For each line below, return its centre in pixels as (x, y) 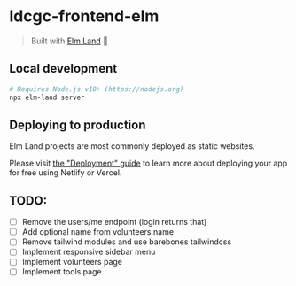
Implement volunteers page (72, 262)
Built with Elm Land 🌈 (70, 41)
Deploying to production (78, 124)
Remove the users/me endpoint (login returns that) (114, 222)
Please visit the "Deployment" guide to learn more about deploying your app (148, 163)
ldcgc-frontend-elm (84, 16)
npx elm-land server (47, 97)
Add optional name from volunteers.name (98, 232)
